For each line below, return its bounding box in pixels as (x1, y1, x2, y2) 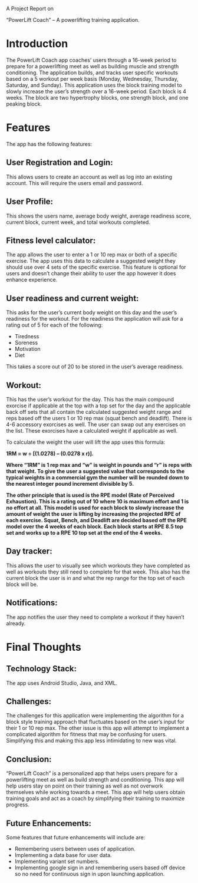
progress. (6, 801, 29, 808)
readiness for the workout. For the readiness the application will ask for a (6, 315, 183, 322)
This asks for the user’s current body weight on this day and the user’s (6, 309, 177, 316)
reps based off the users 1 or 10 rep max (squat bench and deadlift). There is (6, 414, 192, 421)
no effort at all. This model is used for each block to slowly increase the (6, 504, 184, 511)
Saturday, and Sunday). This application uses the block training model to (6, 81, 183, 88)
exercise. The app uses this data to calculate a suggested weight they (6, 258, 176, 265)
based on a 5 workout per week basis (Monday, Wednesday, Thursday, (6, 75, 179, 82)
